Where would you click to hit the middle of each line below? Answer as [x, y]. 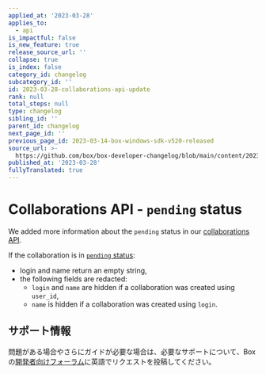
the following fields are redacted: [74, 279]
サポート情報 [40, 331]
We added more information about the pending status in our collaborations [129, 231]
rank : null [26, 97]
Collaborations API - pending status [125, 210]
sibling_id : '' [33, 119]
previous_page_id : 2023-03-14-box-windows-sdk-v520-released [111, 141]
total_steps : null [38, 104]
